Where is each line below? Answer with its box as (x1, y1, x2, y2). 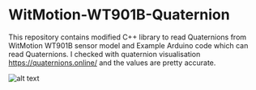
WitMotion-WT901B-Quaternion (8, 6, 230, 24)
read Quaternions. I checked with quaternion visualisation (8, 49, 201, 59)
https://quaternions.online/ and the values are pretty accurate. (8, 58, 216, 67)
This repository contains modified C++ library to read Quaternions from (8, 32, 247, 42)
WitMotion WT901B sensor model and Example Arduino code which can (8, 40, 249, 50)
